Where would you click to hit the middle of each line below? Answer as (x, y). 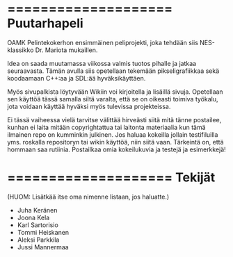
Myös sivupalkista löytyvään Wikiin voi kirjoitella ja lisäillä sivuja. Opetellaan (115, 92)
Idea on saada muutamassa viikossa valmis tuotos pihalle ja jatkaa (102, 63)
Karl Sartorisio (38, 225)
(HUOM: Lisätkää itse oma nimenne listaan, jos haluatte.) (88, 197)
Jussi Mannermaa (43, 247)
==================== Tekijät (111, 177)
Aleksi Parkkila (38, 240)
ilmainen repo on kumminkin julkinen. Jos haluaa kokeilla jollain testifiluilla (113, 134)
